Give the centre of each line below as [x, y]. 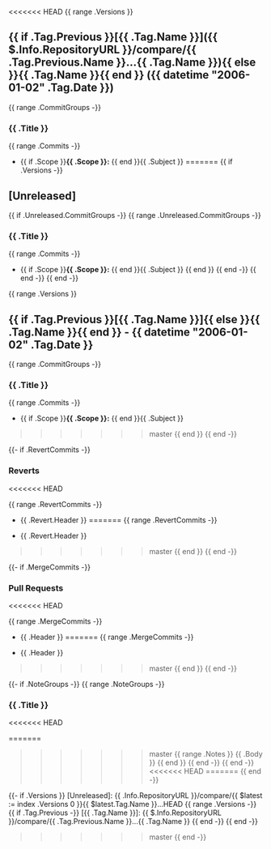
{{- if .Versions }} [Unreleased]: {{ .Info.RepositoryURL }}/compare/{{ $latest [135, 796]
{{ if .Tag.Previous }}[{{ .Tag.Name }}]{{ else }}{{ [134, 319]
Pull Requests [36, 588]
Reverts [24, 471]
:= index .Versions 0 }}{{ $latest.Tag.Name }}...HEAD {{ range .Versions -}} [133, 804]
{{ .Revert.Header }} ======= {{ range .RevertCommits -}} [119, 520]
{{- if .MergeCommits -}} [50, 567]
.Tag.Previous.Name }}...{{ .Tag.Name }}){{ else [132, 63]
